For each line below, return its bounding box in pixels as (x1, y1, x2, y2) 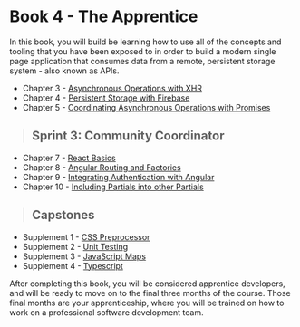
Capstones (31, 207, 95, 223)
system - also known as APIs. (9, 65, 120, 76)
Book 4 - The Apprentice (9, 6, 198, 27)
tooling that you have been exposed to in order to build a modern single (9, 45, 276, 56)
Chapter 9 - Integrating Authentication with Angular (22, 171, 215, 182)
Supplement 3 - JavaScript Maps (22, 251, 147, 262)
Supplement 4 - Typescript (22, 260, 124, 271)
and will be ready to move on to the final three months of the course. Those (9, 287, 292, 298)
